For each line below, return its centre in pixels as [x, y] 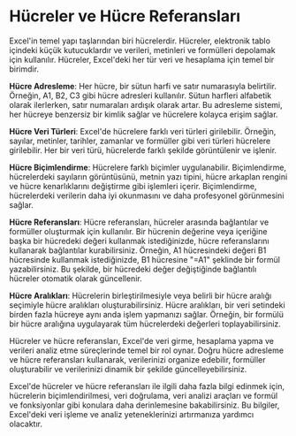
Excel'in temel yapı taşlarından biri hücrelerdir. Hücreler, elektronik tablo [140, 41]
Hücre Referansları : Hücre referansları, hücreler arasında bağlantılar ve [139, 222]
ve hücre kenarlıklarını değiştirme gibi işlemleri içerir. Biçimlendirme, [133, 186]
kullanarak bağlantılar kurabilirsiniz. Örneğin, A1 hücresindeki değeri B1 [138, 250]
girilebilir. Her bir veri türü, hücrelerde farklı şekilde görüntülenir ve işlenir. [143, 150]
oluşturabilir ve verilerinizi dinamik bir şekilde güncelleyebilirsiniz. [128, 369]
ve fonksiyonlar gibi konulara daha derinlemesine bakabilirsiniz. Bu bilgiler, [144, 405]
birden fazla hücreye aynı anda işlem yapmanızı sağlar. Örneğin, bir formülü [147, 314]
